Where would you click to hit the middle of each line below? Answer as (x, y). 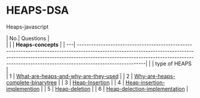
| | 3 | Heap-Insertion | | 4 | (91, 82)
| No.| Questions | (28, 38)
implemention (23, 88)
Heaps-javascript (27, 27)
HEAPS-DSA (38, 10)
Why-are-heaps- (155, 76)
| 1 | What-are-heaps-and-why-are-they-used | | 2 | (70, 76)
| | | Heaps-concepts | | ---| (41, 45)
